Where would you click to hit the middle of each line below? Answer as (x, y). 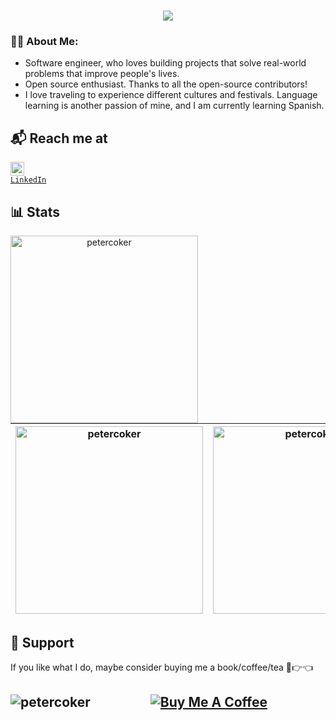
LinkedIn (28, 180)
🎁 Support (42, 642)
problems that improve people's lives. (102, 74)
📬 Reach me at (59, 138)
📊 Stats (35, 211)
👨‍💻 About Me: (44, 42)
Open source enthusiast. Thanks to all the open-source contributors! (166, 84)
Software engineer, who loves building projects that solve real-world (165, 63)
